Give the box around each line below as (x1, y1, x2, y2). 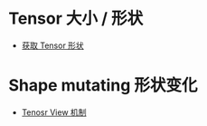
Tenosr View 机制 (21, 106, 87, 118)
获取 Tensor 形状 (21, 40, 85, 51)
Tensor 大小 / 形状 (8, 8, 144, 29)
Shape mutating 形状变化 (8, 75, 198, 96)
